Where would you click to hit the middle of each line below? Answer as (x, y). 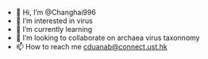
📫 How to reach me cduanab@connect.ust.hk (92, 47)
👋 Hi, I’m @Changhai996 (56, 12)
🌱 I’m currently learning (54, 29)
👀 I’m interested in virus (54, 21)
